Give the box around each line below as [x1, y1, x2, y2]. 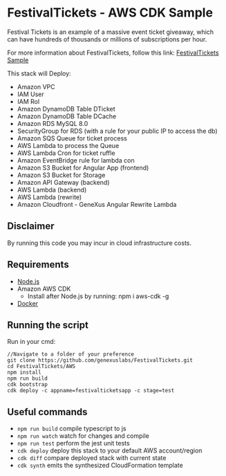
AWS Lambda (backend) [17, 185, 87, 194]
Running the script [7, 319, 88, 331]
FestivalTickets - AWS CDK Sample [7, 5, 213, 21]
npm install [7, 369, 41, 376]
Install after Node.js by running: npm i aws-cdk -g [27, 292, 169, 300]
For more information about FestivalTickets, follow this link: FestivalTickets [7, 48, 219, 57]
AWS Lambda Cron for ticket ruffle [17, 149, 115, 157]
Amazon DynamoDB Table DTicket [17, 104, 115, 113]
